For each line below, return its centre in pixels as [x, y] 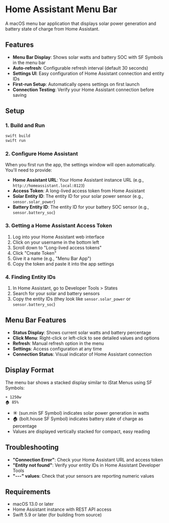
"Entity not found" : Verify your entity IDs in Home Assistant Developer [86, 465]
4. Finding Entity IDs [30, 277]
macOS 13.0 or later [33, 504]
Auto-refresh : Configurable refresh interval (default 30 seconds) [80, 68]
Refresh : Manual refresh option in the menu [58, 343]
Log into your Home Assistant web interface [58, 237]
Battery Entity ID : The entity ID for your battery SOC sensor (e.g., [81, 207]
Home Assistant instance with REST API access [62, 509]
